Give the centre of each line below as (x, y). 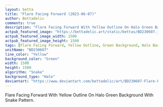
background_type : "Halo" (30, 77)
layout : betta (19, 9)
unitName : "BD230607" (27, 50)
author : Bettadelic (25, 18)
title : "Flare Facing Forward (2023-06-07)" (51, 14)
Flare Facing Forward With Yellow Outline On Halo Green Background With (79, 95)
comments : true (20, 23)
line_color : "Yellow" (27, 54)
